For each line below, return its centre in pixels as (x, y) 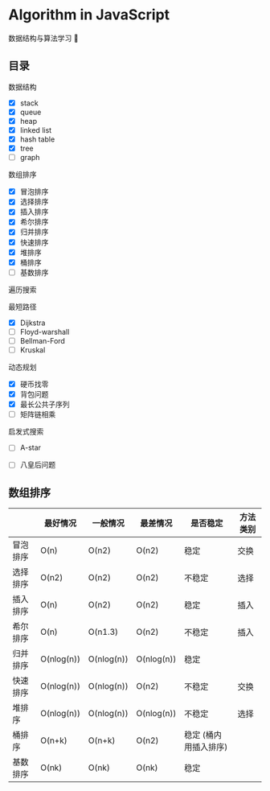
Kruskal (33, 350)
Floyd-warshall (45, 332)
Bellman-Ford (43, 340)
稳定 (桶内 (203, 735)
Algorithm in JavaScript (89, 15)
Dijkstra (33, 323)
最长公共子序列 (45, 405)
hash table (37, 139)
